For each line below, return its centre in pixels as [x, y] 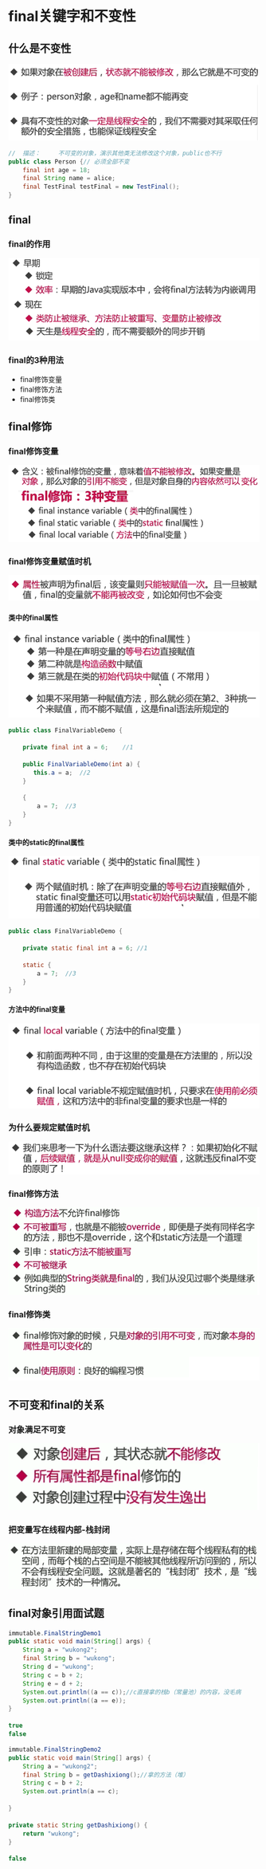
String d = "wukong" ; [58, 1667]
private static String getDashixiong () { [78, 1825]
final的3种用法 [36, 360]
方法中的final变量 [37, 1009]
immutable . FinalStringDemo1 [55, 1633]
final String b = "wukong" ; [69, 1658]
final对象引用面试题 [57, 1613]
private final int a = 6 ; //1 [78, 748]
